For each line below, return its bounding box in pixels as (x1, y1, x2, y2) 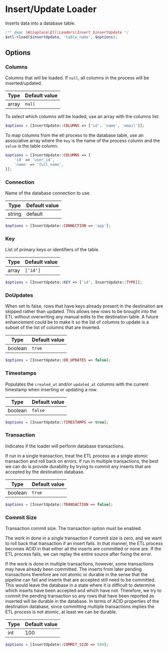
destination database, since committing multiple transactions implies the (5, 603, 154, 609)
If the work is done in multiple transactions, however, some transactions (5, 561, 154, 567)
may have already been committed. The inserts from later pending (5, 566, 142, 572)
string (8, 210, 22, 218)
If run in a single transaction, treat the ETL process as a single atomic (5, 453, 148, 459)
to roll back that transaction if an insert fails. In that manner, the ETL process (5, 540, 163, 546)
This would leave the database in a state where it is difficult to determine (5, 582, 155, 588)
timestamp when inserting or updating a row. (5, 386, 98, 392)
